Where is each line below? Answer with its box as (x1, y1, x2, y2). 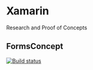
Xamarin (6, 4, 49, 18)
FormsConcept (6, 41, 64, 51)
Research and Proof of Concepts (6, 24, 88, 31)
